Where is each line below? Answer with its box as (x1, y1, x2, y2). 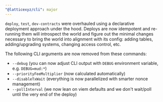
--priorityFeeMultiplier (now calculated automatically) (12, 70, 126, 76)
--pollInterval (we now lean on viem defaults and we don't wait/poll (12, 86, 152, 92)
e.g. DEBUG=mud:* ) (12, 65, 47, 71)
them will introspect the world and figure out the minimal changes (21, 31, 154, 37)
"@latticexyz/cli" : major (5, 7, 58, 12)
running (5, 31, 21, 37)
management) (12, 81, 41, 87)
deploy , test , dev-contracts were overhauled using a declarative (5, 20, 135, 26)
